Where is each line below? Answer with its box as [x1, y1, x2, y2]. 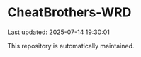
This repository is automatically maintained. [7, 41, 135, 50]
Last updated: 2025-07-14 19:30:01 [7, 28, 110, 36]
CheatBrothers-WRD [7, 4, 132, 21]
